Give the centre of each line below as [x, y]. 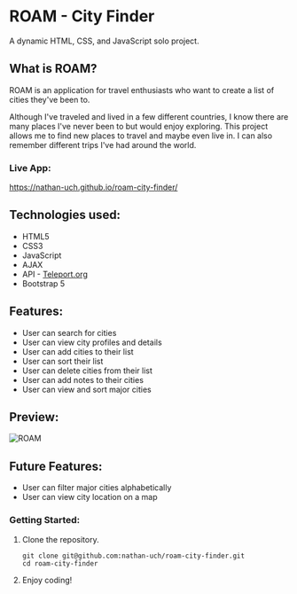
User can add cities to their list [78, 351]
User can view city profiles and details [92, 342]
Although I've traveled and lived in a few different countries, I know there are [149, 116]
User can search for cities [69, 332]
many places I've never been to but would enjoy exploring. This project [139, 126]
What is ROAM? [53, 69]
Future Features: [56, 466]
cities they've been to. [50, 99]
